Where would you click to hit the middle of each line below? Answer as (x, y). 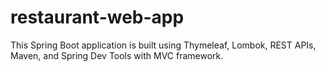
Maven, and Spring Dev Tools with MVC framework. (117, 55)
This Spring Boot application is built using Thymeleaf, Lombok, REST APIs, (163, 45)
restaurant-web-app (97, 17)
